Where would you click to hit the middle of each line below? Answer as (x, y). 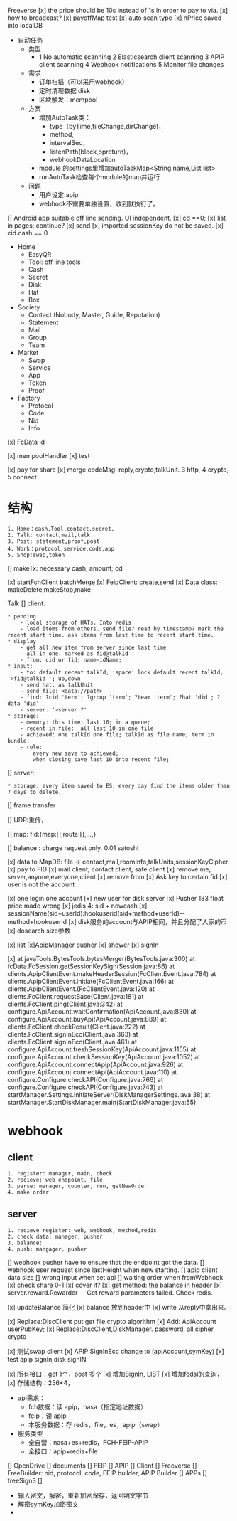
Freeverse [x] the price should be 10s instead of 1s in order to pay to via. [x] (118, 10)
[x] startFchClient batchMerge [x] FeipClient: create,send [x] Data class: (112, 582)
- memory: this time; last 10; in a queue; (86, 722)
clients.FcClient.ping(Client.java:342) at (65, 1004)
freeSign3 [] (25, 1480)
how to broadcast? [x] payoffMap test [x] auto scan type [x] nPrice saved (115, 18)
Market (28, 353)
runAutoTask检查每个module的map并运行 (99, 177)
